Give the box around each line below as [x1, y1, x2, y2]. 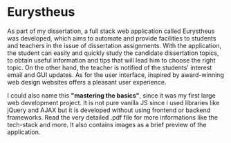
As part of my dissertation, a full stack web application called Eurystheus [7, 27, 215, 35]
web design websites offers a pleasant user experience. [7, 78, 167, 86]
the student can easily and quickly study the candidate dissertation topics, [7, 49, 219, 57]
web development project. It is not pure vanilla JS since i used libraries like [7, 98, 220, 107]
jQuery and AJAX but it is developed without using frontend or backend [7, 106, 211, 114]
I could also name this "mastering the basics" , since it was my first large [7, 91, 216, 100]
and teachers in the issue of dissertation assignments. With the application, [7, 41, 222, 49]
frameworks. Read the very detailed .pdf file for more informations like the [7, 113, 219, 121]
